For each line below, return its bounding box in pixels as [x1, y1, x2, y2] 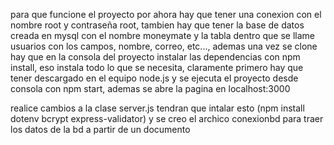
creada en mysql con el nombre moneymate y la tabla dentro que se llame [10, 30, 315, 41]
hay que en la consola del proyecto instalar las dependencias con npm [10, 51, 301, 63]
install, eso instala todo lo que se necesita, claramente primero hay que [10, 62, 304, 73]
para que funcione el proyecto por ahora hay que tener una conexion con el [10, 9, 322, 20]
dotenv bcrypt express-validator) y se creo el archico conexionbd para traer [10, 113, 324, 124]
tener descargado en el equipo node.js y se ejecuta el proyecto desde [10, 72, 299, 84]
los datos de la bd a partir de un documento [10, 124, 191, 135]
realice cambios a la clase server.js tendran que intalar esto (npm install [10, 102, 305, 114]
